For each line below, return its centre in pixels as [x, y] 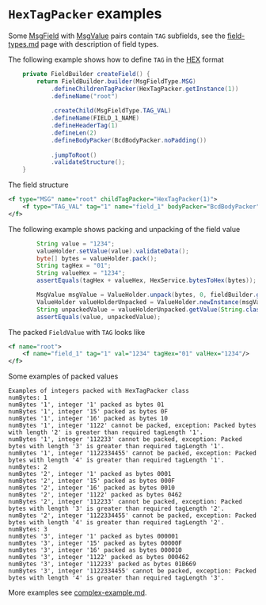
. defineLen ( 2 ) [74, 133]
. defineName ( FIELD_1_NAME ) [95, 118]
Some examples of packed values [63, 376]
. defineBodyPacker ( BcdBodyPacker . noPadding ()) [129, 140]
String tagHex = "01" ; [74, 266]
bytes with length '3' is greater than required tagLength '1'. [116, 447]
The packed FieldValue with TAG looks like [77, 332]
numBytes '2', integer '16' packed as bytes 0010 [92, 488]
